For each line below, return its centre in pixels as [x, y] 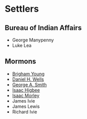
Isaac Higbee [26, 90]
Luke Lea [22, 45]
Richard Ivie [25, 112]
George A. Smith [29, 84]
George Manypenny [33, 40]
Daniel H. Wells [28, 79]
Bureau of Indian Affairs [43, 28]
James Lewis [26, 106]
